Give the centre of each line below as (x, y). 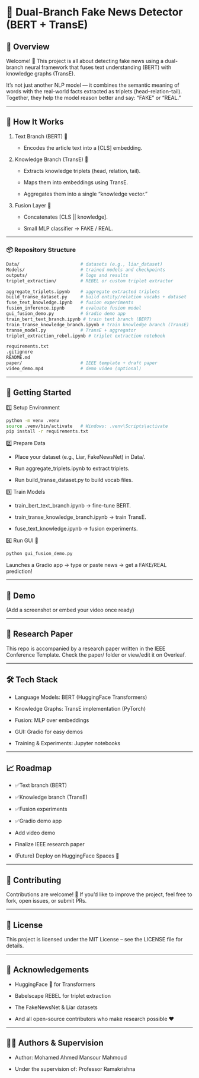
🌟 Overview (28, 47)
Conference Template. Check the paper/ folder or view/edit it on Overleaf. (96, 655)
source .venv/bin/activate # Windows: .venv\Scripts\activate (87, 426)
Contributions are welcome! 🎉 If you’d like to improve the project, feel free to (99, 894)
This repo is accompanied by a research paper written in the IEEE (86, 648)
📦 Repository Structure (41, 250)
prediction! (19, 571)
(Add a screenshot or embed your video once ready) (70, 610)
